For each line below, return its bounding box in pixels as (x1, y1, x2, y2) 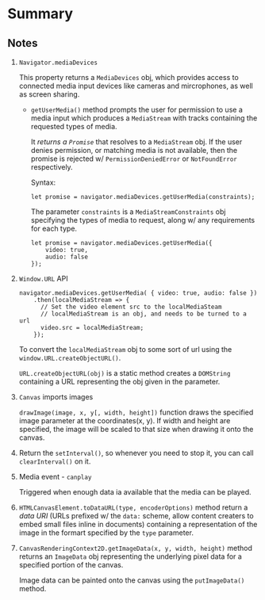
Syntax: (30, 178, 56, 187)
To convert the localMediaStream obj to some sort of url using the (18, 345, 232, 354)
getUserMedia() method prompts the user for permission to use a (30, 105, 243, 114)
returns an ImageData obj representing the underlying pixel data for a (18, 552, 243, 561)
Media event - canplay (18, 472, 92, 481)
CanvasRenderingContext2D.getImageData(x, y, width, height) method (18, 544, 253, 552)
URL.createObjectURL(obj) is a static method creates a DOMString (18, 369, 231, 377)
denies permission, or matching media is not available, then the (30, 146, 238, 155)
